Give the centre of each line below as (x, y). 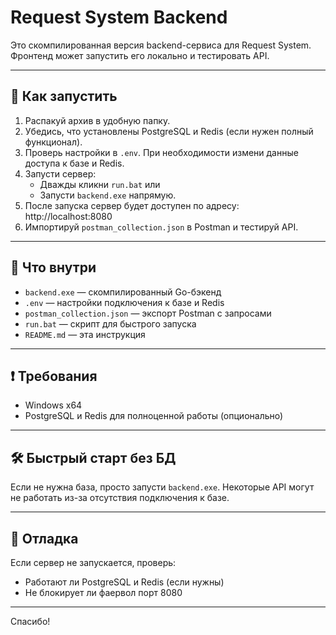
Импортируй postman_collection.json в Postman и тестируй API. (161, 227)
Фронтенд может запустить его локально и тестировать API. (140, 55)
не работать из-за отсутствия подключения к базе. (120, 498)
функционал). (53, 142)
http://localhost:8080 (68, 216)
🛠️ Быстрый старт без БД (93, 457)
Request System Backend (119, 17)
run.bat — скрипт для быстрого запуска (110, 323)
